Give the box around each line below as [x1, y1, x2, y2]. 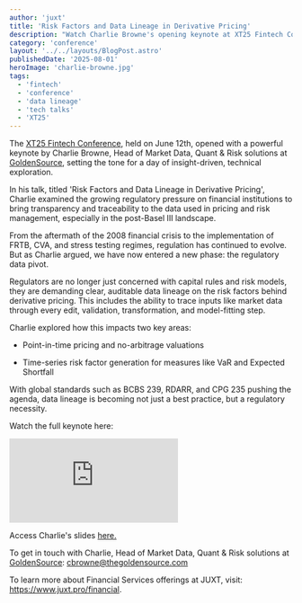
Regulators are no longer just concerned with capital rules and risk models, [9, 276, 288, 288]
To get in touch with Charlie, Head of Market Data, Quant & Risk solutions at [9, 547, 289, 558]
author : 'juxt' [9, 13, 67, 22]
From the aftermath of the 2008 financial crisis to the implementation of [9, 230, 274, 241]
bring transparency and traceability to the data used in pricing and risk [9, 203, 271, 214]
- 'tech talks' [17, 105, 75, 114]
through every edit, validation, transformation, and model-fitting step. [9, 305, 266, 315]
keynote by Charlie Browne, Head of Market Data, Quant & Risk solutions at [9, 147, 288, 158]
